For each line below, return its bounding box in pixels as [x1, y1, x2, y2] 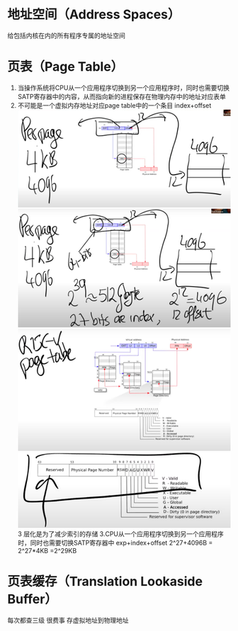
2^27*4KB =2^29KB [17, 547, 77, 555]
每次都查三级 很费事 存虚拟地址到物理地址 [7, 615, 129, 624]
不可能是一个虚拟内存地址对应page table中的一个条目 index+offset [17, 101, 212, 110]
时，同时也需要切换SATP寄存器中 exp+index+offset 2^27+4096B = [17, 539, 213, 547]
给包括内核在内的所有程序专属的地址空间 [7, 31, 125, 40]
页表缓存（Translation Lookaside [7, 574, 203, 590]
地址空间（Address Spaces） [7, 6, 181, 23]
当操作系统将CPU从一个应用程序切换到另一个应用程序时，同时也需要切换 [17, 83, 230, 92]
